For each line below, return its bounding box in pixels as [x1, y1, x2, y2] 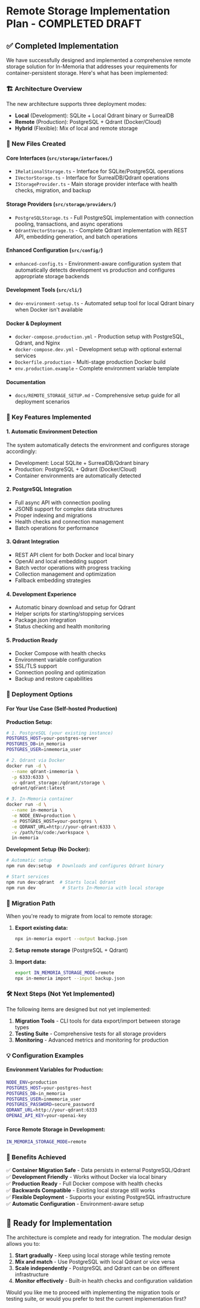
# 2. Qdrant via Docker [6, 758, 66, 763]
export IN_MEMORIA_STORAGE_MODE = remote [14, 969, 115, 976]
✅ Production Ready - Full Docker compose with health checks [6, 1180, 163, 1187]
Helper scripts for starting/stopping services [14, 610, 124, 618]
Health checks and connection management [14, 518, 124, 525]
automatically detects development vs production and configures [14, 266, 176, 273]
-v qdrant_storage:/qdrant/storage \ [11, 780, 106, 786]
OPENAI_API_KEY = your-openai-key [6, 1113, 87, 1119]
